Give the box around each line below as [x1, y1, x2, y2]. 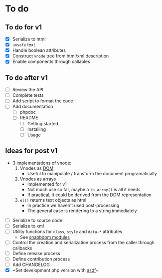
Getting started [27, 120, 58, 126]
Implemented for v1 [27, 181, 67, 187]
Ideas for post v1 [5, 147, 58, 155]
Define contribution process [12, 256, 70, 262]
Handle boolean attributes [12, 47, 66, 53]
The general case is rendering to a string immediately [27, 208, 137, 214]
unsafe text [12, 42, 35, 48]
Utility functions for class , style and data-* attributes [12, 228, 123, 235]
